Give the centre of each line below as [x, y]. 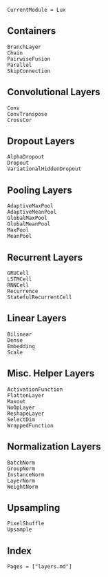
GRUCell [18, 273]
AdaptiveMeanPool [32, 212]
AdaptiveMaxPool [30, 206]
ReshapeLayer [26, 414]
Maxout [17, 401]
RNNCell [18, 285]
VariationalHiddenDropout [44, 169]
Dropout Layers [41, 141]
